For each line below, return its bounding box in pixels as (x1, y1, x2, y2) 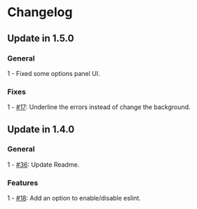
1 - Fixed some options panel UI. (7, 69, 100, 77)
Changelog (7, 4, 73, 20)
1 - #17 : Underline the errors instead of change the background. (7, 103, 191, 111)
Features (7, 177, 39, 187)
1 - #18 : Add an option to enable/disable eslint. (7, 194, 142, 203)
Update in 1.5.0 (7, 32, 74, 44)
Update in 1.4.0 (7, 123, 75, 135)
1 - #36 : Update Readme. (7, 160, 80, 169)
